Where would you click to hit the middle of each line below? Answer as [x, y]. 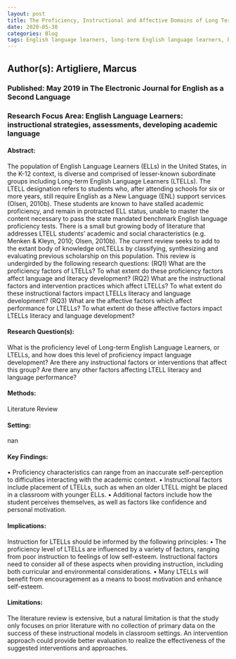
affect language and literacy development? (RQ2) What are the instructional [117, 278]
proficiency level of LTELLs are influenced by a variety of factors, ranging [113, 549]
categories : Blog [33, 33]
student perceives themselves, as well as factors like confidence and [107, 502]
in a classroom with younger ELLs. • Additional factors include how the [110, 495]
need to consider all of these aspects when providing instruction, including [115, 564]
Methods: [22, 393]
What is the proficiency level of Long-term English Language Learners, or [113, 347]
